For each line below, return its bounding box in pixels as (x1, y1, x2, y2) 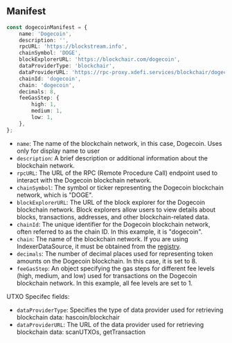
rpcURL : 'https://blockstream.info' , (19, 43, 128, 50)
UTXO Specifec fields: (6, 292, 70, 300)
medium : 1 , (31, 107, 63, 115)
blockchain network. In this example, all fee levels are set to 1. (16, 279, 193, 287)
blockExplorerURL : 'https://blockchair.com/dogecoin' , (19, 56, 181, 63)
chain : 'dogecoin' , (19, 82, 75, 89)
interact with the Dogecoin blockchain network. (16, 176, 152, 184)
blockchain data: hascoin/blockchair (16, 313, 121, 321)
